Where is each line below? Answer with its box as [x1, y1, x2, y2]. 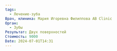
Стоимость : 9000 [5, 34, 38, 39]
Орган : [5, 20, 19, 26]
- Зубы [9, 25, 23, 30]
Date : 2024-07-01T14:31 [5, 39, 54, 44]
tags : [5, 7, 16, 12]
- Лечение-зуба [9, 12, 40, 17]
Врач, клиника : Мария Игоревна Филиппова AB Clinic [5, 16, 112, 21]
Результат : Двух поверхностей [5, 30, 67, 34]
